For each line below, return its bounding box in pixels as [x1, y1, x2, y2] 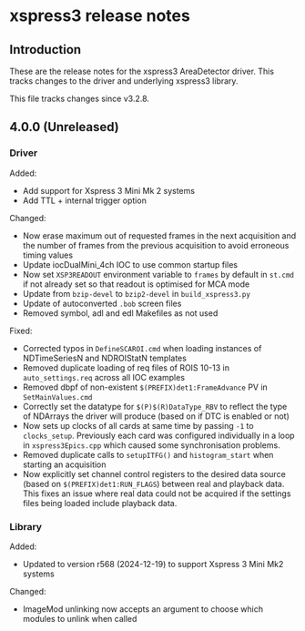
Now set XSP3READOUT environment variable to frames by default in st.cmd [22, 269, 294, 280]
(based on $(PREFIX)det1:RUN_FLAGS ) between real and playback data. [22, 478, 285, 489]
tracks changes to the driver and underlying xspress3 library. [9, 76, 239, 87]
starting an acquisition [22, 459, 107, 470]
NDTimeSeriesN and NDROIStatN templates [22, 352, 187, 363]
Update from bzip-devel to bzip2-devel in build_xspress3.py [22, 288, 250, 299]
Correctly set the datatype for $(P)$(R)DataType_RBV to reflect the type [22, 401, 288, 412]
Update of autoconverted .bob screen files [22, 298, 182, 309]
